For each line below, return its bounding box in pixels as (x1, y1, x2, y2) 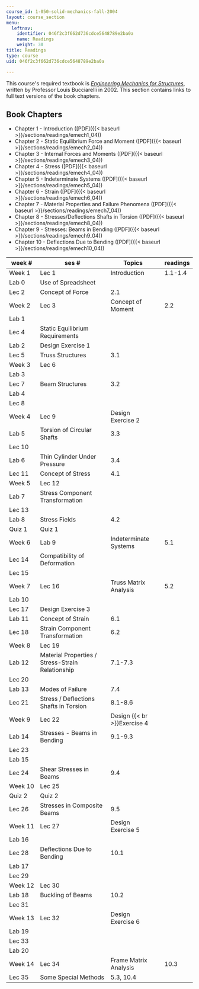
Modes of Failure (40, 685, 87, 693)
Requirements (40, 332, 79, 340)
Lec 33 (9, 937, 29, 945)
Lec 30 (40, 881, 60, 889)
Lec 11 (9, 469, 29, 478)
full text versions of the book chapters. (6, 92, 101, 100)
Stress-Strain (40, 658, 78, 667)
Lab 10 (9, 596, 29, 604)
